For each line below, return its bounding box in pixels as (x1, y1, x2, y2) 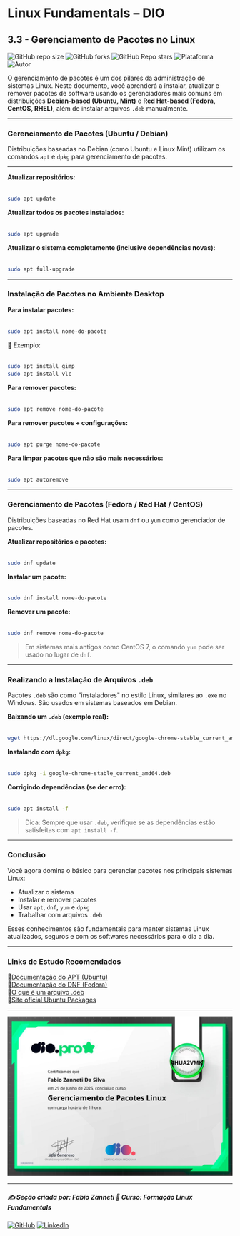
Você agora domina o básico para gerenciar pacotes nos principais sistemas (7, 866, 233, 874)
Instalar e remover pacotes (17, 895, 97, 904)
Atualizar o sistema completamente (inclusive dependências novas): (7, 243, 216, 251)
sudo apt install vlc (7, 370, 72, 378)
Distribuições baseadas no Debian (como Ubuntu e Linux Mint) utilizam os (7, 145, 226, 154)
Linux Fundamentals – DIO (7, 5, 165, 21)
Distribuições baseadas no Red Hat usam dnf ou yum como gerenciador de (7, 516, 226, 524)
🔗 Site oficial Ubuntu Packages (7, 995, 96, 1005)
